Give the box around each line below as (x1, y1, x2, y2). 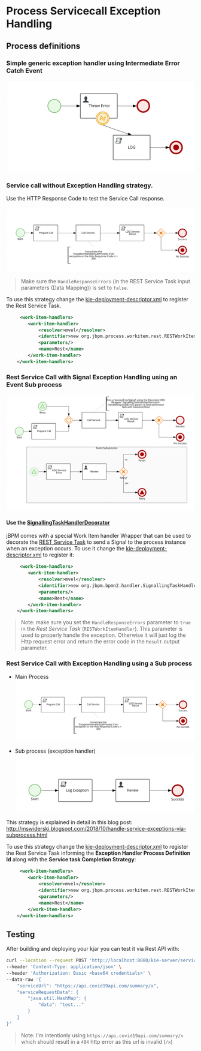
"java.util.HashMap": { (28, 995, 87, 1002)
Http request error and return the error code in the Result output (20, 638, 180, 645)
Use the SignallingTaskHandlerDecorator (6, 519, 110, 526)
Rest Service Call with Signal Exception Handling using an (6, 373, 178, 381)
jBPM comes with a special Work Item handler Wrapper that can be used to (6, 532, 191, 540)
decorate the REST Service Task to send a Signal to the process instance (6, 538, 186, 546)
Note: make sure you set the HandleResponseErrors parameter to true (20, 619, 191, 626)
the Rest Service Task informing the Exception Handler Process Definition (6, 849, 191, 857)
